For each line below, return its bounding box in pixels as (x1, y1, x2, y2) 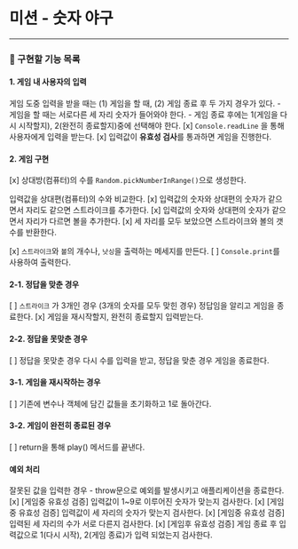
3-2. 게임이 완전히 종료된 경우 (9, 420, 112, 431)
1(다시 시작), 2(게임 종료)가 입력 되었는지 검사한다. (39, 529, 213, 540)
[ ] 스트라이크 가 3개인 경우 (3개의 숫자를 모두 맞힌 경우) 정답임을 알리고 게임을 (9, 300, 275, 311)
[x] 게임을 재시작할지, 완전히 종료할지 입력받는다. (35, 312, 204, 322)
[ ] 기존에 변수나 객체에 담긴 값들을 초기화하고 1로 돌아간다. (9, 398, 212, 409)
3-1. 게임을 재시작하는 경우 (9, 377, 101, 387)
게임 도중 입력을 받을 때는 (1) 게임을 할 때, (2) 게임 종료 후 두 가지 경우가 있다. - (9, 99, 281, 109)
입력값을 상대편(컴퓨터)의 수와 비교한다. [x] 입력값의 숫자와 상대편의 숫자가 (9, 194, 266, 204)
